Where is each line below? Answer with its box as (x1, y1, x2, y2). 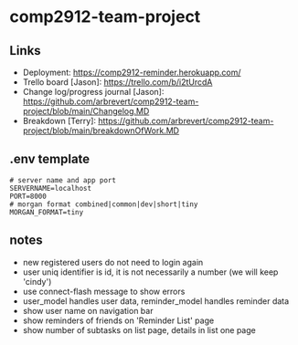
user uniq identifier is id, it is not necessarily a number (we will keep (22, 267, 279, 277)
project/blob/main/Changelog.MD (22, 106, 150, 116)
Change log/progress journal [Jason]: (22, 87, 165, 97)
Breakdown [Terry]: (22, 116, 97, 126)
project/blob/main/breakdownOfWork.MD (22, 125, 180, 136)
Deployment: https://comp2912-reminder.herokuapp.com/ (22, 67, 241, 78)
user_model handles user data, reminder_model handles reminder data (22, 295, 290, 307)
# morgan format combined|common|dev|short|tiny (9, 199, 198, 209)
